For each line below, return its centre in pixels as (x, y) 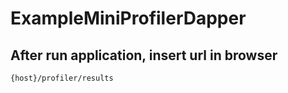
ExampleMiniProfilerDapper (128, 18)
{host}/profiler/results (62, 78)
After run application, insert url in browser (144, 55)
